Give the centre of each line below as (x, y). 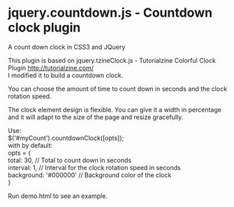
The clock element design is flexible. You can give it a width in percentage (115, 109)
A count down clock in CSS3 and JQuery (67, 47)
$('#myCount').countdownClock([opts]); (66, 138)
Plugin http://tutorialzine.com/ (51, 68)
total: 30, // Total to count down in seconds (70, 160)
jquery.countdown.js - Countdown (110, 13)
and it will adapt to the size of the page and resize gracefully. (96, 117)
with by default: (30, 145)
